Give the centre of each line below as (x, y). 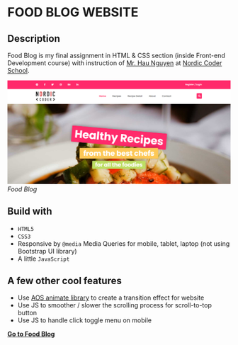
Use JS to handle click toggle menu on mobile (85, 320)
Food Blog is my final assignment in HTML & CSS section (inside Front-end (116, 55)
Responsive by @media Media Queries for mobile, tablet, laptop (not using (124, 243)
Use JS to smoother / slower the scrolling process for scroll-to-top (115, 305)
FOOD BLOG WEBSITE (73, 12)
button (27, 313)
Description (34, 39)
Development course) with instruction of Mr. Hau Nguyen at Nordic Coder (115, 63)
